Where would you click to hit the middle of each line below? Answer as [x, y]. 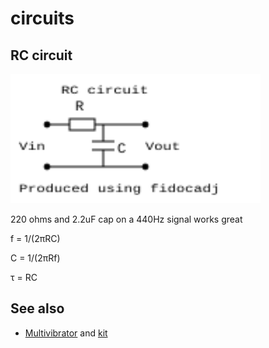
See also [37, 308]
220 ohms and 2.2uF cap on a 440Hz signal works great [126, 219]
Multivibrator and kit [66, 333]
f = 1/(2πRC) [35, 238]
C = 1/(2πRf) [35, 258]
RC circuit [41, 55]
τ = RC [24, 277]
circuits [42, 18]
